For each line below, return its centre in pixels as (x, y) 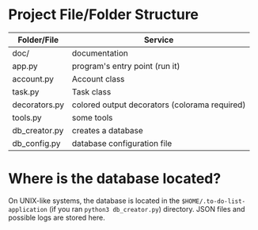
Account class (98, 79)
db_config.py (36, 143)
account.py (33, 79)
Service (159, 40)
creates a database (108, 130)
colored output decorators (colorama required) (159, 105)
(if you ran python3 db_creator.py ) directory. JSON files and (147, 209)
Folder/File (38, 40)
